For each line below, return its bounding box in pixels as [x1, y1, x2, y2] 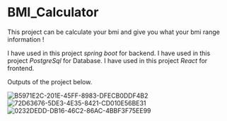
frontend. [7, 64, 35, 72]
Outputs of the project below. [7, 77, 93, 86]
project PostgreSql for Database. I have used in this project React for [7, 56, 208, 64]
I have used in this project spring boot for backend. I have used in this [7, 49, 211, 57]
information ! [7, 35, 45, 43]
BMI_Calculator [7, 4, 99, 21]
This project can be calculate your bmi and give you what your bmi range [7, 28, 221, 36]
